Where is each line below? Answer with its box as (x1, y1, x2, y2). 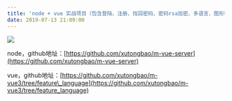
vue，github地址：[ (7, 71, 63, 79)
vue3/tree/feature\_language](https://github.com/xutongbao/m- (7, 78, 188, 87)
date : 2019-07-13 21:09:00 (7, 16, 85, 23)
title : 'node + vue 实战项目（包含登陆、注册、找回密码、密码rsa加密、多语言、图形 (7, 10, 224, 17)
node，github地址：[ (7, 49, 67, 57)
